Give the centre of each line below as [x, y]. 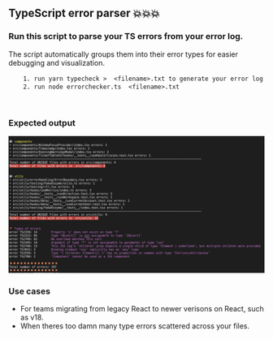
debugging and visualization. [57, 62]
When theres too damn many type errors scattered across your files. [135, 326]
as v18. [32, 317]
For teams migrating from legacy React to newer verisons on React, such [142, 309]
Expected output [42, 122]
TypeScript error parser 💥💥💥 [84, 13]
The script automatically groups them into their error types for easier [123, 54]
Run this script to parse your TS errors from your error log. [126, 36]
